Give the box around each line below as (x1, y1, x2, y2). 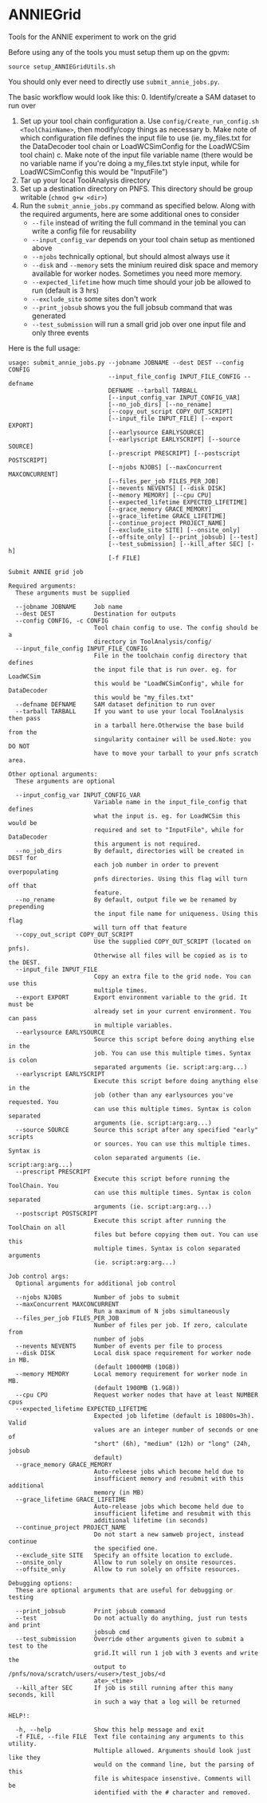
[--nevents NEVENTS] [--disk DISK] (108, 484, 226, 492)
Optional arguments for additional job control (15, 1279, 177, 1287)
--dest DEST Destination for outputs (15, 610, 177, 618)
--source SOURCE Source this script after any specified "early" (15, 1125, 259, 1133)
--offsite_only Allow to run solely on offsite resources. (15, 1565, 241, 1573)
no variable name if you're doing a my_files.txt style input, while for (19, 158, 240, 168)
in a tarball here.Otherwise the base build (93, 721, 245, 729)
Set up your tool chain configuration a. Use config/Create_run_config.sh (19, 116, 259, 125)
